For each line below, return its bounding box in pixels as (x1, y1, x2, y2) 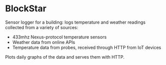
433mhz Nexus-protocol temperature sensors (12, 34, 107, 40)
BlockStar (5, 3, 47, 14)
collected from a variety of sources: (5, 24, 79, 30)
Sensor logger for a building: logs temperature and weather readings (5, 19, 146, 25)
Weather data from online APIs (12, 39, 76, 45)
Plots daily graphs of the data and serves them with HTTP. (5, 54, 125, 60)
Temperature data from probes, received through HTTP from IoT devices (12, 44, 162, 50)
